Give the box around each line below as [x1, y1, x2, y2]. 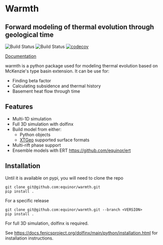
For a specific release [5, 197, 49, 203]
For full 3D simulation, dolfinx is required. [5, 220, 89, 226]
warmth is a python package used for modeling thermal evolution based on [5, 63, 158, 68]
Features [5, 103, 33, 111]
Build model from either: [12, 126, 62, 132]
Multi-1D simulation [12, 116, 52, 122]
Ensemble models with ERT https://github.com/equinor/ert [12, 147, 131, 153]
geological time [5, 30, 54, 39]
